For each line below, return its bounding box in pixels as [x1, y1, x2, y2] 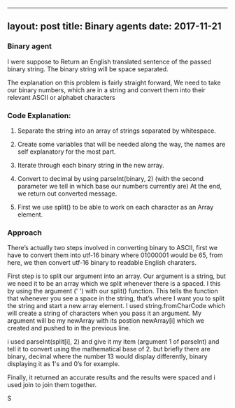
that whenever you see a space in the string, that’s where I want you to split [7, 294, 225, 303]
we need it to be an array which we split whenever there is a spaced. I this [7, 279, 221, 288]
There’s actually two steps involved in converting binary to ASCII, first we [7, 244, 218, 252]
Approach [7, 228, 42, 238]
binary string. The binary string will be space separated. [7, 64, 169, 73]
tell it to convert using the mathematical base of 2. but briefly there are [7, 345, 211, 354]
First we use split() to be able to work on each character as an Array [17, 203, 214, 211]
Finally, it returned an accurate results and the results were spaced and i [7, 373, 215, 381]
